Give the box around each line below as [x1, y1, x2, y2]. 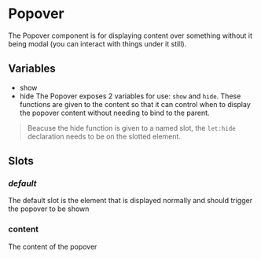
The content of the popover [8, 242, 97, 251]
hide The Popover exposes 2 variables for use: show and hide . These [19, 91, 241, 101]
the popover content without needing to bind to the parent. [19, 108, 210, 117]
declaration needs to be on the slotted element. [27, 131, 181, 141]
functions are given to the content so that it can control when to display [19, 99, 252, 109]
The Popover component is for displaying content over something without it [8, 31, 253, 40]
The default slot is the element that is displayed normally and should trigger [8, 196, 253, 205]
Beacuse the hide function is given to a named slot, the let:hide [27, 123, 236, 132]
